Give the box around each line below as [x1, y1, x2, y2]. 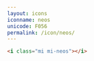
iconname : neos [7, 16, 51, 23]
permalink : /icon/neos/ [7, 29, 75, 36]
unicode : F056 [7, 23, 48, 29]
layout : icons [7, 10, 48, 17]
